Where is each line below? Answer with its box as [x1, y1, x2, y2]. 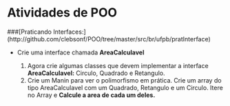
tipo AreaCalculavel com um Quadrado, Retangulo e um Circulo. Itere [27, 83, 224, 92]
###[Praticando [7, 28, 52, 36]
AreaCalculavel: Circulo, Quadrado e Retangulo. [27, 69, 165, 77]
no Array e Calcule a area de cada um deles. [27, 91, 156, 99]
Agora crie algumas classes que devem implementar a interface [27, 61, 209, 70]
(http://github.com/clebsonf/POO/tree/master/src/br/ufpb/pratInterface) [7, 34, 211, 43]
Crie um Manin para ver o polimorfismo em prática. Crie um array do [27, 76, 222, 84]
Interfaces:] [52, 28, 86, 36]
